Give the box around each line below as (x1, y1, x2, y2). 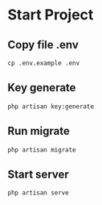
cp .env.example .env (7, 59, 80, 67)
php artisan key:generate (7, 102, 94, 111)
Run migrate (7, 124, 70, 138)
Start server (7, 168, 69, 182)
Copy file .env (7, 38, 80, 52)
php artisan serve (7, 189, 69, 197)
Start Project (7, 6, 94, 24)
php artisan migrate (7, 145, 77, 154)
